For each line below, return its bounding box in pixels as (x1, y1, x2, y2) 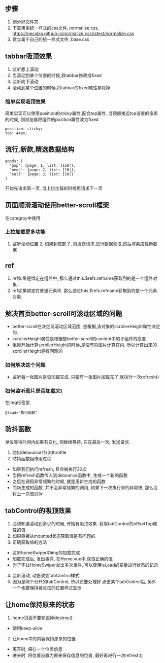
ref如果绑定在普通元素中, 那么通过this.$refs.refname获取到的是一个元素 (12, 288, 158, 294)
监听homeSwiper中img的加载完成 (12, 550, 80, 555)
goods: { (5, 158, 23, 164)
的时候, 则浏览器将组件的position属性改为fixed (5, 116, 99, 122)
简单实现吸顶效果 (5, 98, 46, 105)
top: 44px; (5, 130, 28, 136)
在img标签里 (5, 400, 31, 405)
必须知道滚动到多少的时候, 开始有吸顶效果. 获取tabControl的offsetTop (12, 520, 153, 526)
